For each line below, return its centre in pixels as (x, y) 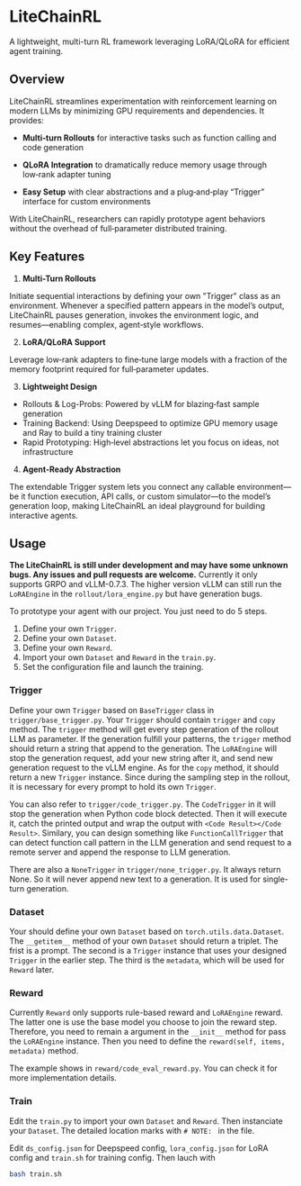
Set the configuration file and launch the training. (113, 667)
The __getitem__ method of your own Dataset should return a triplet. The (144, 941)
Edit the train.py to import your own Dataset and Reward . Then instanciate (146, 1121)
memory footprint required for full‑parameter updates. (109, 369)
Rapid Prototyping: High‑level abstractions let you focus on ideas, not (150, 442)
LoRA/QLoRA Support (64, 342)
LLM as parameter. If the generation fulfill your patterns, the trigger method (150, 738)
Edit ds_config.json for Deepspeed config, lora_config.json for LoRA (139, 1148)
